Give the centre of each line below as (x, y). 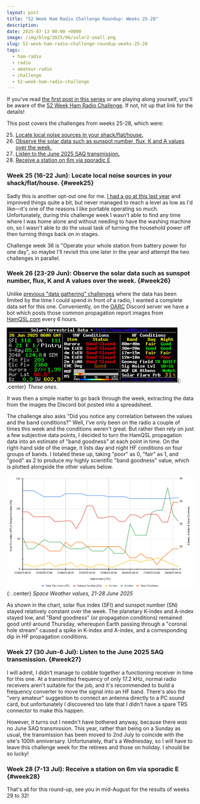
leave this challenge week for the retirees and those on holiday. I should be (98, 747)
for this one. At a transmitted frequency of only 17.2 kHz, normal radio (92, 679)
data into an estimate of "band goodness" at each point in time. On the (93, 441)
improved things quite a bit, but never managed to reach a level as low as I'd (100, 202)
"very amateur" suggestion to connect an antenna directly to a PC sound (96, 698)
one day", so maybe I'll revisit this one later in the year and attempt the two (98, 252)
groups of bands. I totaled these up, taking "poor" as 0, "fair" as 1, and (93, 454)
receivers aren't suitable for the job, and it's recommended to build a (91, 685)
